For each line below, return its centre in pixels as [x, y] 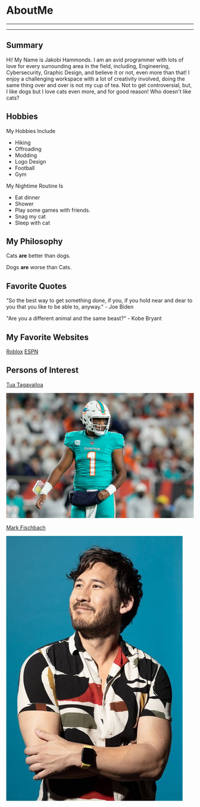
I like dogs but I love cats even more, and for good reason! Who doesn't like [99, 91]
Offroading [28, 149]
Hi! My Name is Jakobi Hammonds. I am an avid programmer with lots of [95, 60]
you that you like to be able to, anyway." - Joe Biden [70, 307]
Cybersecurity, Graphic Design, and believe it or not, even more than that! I [98, 72]
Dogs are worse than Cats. [39, 267]
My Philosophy [35, 241]
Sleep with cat [32, 223]
